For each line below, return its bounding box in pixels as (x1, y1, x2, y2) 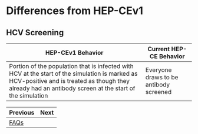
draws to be (145, 73, 179, 81)
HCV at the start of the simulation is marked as (9, 69, 138, 78)
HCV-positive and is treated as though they (9, 77, 130, 85)
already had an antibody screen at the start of (9, 84, 136, 92)
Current (147, 45, 170, 53)
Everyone (145, 66, 172, 74)
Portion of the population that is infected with (9, 62, 134, 70)
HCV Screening (6, 28, 64, 38)
